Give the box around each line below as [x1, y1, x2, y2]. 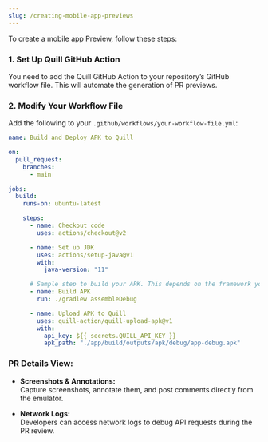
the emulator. [19, 393, 64, 403]
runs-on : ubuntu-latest [22, 200, 102, 208]
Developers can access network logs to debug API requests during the [19, 417, 253, 427]
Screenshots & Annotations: [19, 376, 116, 386]
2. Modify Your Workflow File [8, 100, 124, 111]
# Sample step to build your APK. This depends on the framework [29, 281, 251, 289]
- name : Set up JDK [29, 243, 94, 252]
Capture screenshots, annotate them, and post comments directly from [19, 384, 254, 394]
